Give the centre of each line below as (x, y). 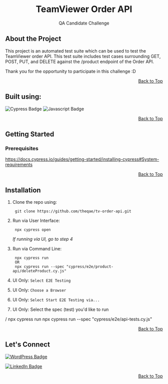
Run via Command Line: (37, 249)
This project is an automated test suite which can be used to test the (76, 51)
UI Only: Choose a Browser (39, 290)
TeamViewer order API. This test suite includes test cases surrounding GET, (83, 56)
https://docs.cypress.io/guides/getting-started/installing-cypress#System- (82, 159)
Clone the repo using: (35, 202)
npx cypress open (33, 230)
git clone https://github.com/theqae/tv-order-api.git (73, 211)
